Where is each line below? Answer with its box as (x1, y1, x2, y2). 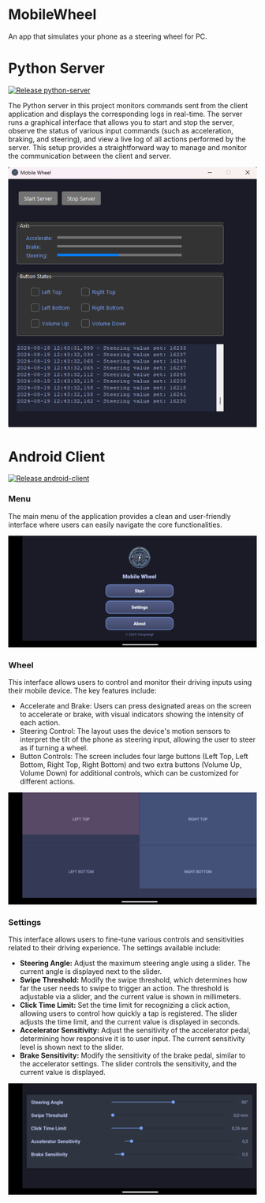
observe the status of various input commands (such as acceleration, (8, 126, 234, 135)
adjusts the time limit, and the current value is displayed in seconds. (19, 1017, 241, 1027)
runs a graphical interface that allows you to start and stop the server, (8, 117, 235, 127)
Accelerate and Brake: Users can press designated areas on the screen (19, 701, 252, 711)
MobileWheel (8, 6, 97, 24)
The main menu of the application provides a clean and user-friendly (8, 511, 231, 521)
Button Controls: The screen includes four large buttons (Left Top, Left (19, 752, 248, 761)
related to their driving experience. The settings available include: (8, 943, 221, 953)
